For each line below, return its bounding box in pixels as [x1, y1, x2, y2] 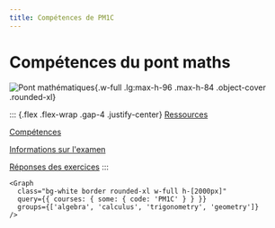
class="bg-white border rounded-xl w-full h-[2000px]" [17, 187, 227, 196]
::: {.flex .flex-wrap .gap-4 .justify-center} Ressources [9, 109, 208, 120]
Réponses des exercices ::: [9, 161, 110, 172]
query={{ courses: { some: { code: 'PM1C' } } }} [17, 195, 207, 204]
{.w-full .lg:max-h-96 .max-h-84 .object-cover [93, 82, 267, 93]
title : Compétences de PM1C [9, 13, 115, 23]
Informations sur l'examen [9, 143, 106, 154]
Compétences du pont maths [9, 51, 231, 72]
